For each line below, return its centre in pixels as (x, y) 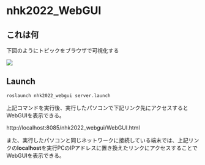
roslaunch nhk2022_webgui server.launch (59, 95)
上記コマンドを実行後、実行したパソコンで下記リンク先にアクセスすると (97, 108)
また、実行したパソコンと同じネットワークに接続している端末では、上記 (97, 140)
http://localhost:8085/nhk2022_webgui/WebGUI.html (73, 127)
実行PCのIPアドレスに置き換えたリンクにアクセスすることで (122, 148)
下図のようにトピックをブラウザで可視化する (63, 50)
